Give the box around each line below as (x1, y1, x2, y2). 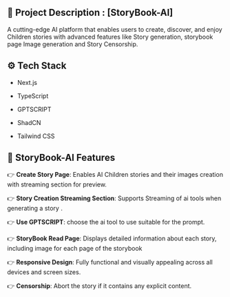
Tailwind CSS (17, 132, 55, 140)
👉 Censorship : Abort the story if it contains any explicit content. (7, 282, 192, 290)
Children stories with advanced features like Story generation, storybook (7, 32, 213, 41)
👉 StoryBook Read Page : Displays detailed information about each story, (7, 234, 217, 242)
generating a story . (7, 204, 63, 213)
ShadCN (17, 118, 41, 126)
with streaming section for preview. (7, 180, 107, 189)
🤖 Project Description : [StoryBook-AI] (7, 7, 174, 19)
